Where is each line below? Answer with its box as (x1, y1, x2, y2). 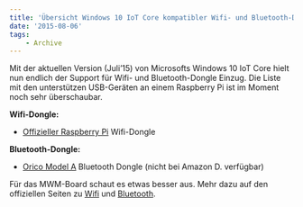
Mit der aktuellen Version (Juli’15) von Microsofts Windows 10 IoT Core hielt (9, 63, 289, 74)
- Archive (25, 38, 63, 48)
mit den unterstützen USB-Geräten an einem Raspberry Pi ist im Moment (9, 82, 280, 93)
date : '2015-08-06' (9, 22, 83, 31)
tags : (9, 30, 30, 39)
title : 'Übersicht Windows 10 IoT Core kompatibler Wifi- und (9, 13, 248, 22)
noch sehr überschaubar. (9, 92, 104, 103)
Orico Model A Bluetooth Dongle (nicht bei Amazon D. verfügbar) (22, 161, 264, 172)
